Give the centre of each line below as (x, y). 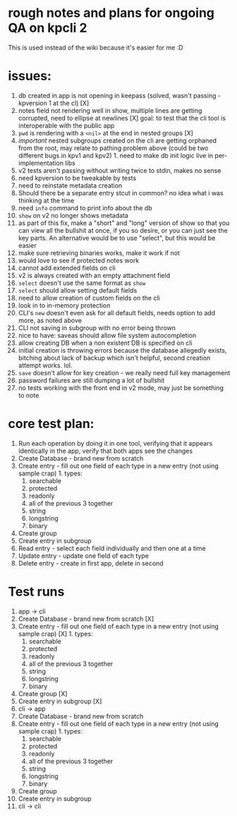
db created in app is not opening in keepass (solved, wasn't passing (117, 95)
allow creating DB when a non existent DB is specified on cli (105, 343)
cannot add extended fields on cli (67, 268)
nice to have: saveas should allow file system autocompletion (107, 335)
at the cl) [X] (71, 103)
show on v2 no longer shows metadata (73, 215)
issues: (30, 76)
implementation (41, 163)
